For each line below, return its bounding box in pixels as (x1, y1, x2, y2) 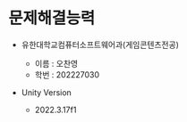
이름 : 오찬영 (34, 58, 78, 69)
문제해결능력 (8, 8, 96, 28)
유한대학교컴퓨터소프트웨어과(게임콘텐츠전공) (21, 39, 180, 50)
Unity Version (21, 86, 72, 98)
